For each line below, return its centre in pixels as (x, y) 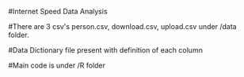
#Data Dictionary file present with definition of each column (106, 50)
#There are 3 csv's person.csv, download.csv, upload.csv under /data (122, 26)
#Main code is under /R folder (57, 65)
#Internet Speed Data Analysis (58, 11)
